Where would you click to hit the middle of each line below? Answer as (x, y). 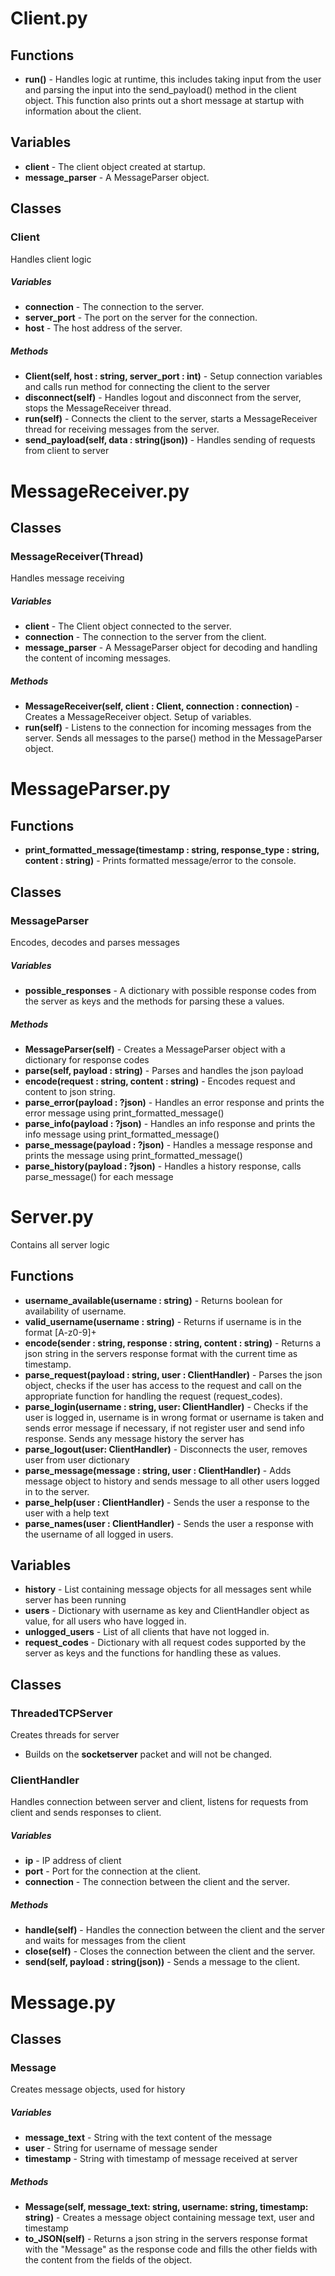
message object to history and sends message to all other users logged (172, 1481)
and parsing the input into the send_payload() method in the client (160, 90)
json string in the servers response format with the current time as (161, 1353)
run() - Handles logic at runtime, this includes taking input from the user (173, 79)
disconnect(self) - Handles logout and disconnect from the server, (163, 398)
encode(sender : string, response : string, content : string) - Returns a (173, 1343)
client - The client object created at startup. (115, 166)
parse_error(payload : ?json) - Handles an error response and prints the (174, 1102)
